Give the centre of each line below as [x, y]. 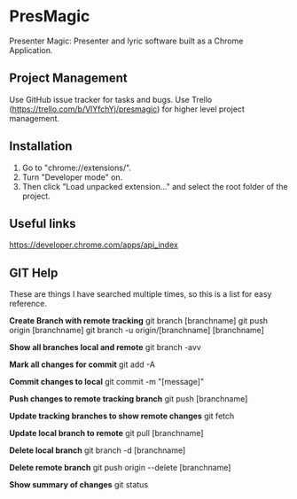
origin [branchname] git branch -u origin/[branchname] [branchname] [137, 331]
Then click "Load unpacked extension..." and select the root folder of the [155, 186]
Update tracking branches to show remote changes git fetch [122, 416]
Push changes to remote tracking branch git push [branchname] [129, 399]
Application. [31, 50]
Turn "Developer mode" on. [72, 177]
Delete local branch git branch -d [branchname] [98, 450]
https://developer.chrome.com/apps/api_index [94, 245]
